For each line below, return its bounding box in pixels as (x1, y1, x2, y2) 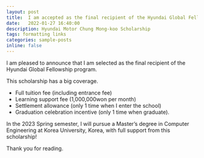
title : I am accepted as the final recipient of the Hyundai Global (6, 15, 186, 21)
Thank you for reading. (6, 145, 64, 152)
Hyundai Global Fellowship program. (6, 65, 97, 73)
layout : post (6, 8, 39, 15)
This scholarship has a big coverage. (6, 77, 98, 85)
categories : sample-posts (6, 37, 72, 43)
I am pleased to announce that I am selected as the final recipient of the (6, 59, 186, 67)
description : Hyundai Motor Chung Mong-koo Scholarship (6, 25, 151, 32)
